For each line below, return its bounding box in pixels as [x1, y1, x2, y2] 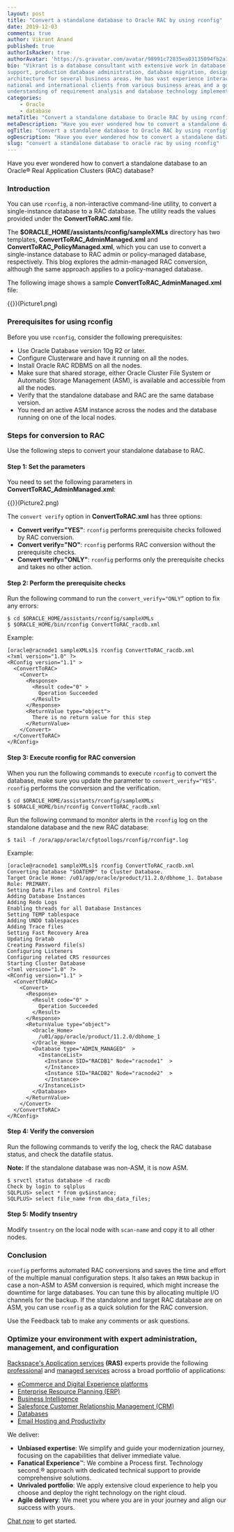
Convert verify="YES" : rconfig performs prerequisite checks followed [17, 526, 221, 534]
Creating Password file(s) [7, 941, 86, 949]
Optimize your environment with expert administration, [7, 1334, 197, 1344]
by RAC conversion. [17, 533, 75, 541]
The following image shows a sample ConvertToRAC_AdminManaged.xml [7, 278, 221, 287]
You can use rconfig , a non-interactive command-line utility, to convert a [7, 200, 217, 208]
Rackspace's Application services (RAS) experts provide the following [7, 1358, 208, 1367]
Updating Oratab [7, 936, 54, 943]
